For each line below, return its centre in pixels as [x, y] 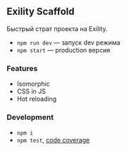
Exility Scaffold [41, 12]
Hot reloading [37, 99]
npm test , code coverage [53, 140]
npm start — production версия [64, 50]
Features [22, 68]
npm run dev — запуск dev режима [68, 43]
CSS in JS [31, 91]
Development [30, 118]
